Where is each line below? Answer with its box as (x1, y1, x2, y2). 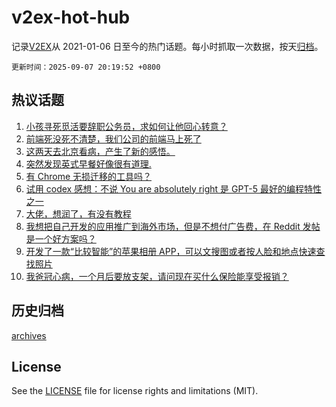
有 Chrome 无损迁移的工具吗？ (25, 170, 153, 182)
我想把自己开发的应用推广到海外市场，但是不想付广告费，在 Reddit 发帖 (25, 220, 321, 232)
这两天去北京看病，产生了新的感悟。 (25, 145, 176, 157)
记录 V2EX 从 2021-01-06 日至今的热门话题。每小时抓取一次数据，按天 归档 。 (11, 40, 324, 52)
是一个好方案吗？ (25, 232, 97, 245)
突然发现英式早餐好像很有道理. (25, 157, 152, 170)
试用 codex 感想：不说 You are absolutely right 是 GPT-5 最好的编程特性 (25, 182, 323, 195)
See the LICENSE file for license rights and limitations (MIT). (11, 385, 259, 397)
